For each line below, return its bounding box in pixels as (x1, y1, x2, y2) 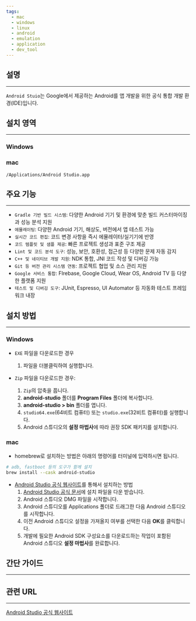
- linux (11, 25, 30, 31)
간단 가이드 (6, 558, 44, 568)
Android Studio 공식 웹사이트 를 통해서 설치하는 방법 (14, 481, 133, 488)
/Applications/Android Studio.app (6, 172, 90, 178)
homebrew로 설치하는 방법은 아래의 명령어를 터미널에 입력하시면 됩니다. (14, 452, 179, 459)
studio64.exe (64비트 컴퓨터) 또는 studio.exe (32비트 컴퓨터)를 (23, 408, 168, 416)
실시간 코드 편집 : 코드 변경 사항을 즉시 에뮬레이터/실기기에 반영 (14, 233, 155, 240)
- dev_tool (11, 47, 38, 53)
